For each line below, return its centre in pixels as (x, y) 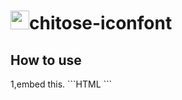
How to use (46, 60)
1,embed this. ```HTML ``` (61, 84)
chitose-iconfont (101, 23)
